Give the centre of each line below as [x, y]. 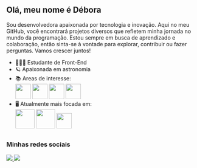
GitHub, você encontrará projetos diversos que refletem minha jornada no [99, 31]
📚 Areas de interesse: [43, 78]
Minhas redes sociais [39, 144]
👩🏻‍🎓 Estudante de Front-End [51, 62]
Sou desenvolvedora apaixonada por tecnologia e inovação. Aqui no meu [98, 24]
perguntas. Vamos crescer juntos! [49, 51]
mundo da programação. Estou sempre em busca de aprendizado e [91, 37]
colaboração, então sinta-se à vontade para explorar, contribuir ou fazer [97, 44]
